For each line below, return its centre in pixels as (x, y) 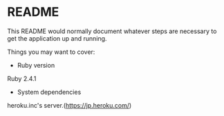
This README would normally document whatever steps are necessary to (112, 31)
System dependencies (49, 92)
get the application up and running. (57, 38)
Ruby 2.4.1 (22, 78)
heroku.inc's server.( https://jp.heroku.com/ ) (69, 105)
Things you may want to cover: (51, 52)
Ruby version (36, 65)
